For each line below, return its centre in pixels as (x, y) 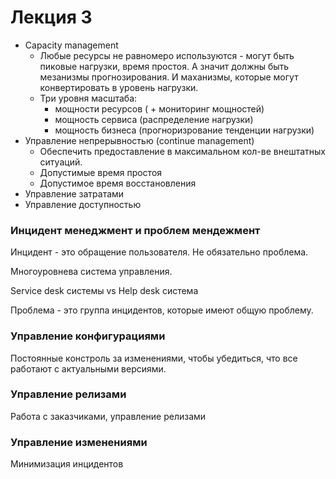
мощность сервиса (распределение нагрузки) (154, 119)
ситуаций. (61, 162)
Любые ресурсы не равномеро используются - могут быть (167, 55)
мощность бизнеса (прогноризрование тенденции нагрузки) (184, 130)
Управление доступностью (83, 204)
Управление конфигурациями (88, 336)
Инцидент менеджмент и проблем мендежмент (135, 230)
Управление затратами (74, 193)
